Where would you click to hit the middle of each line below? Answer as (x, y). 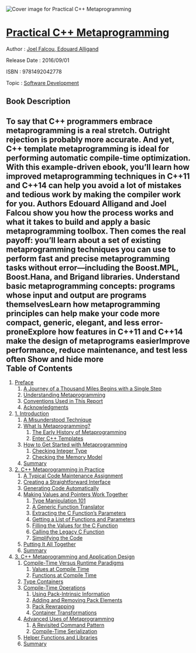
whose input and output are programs (76, 295)
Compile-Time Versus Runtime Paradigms (73, 563)
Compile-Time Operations (54, 588)
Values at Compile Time (61, 569)
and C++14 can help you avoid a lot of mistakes (94, 185)
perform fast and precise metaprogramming (88, 259)
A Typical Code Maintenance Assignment (73, 476)
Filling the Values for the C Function (75, 526)
